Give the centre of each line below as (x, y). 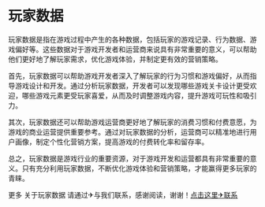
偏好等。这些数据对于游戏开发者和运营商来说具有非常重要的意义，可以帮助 (136, 49)
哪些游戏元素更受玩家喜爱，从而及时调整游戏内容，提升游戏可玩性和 (132, 95)
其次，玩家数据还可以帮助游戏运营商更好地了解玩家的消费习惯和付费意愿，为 (132, 122)
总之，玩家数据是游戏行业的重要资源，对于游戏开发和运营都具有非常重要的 (129, 158)
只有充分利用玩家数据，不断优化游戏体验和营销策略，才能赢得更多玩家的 (139, 168)
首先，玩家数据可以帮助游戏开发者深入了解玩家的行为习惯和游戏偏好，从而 (129, 76)
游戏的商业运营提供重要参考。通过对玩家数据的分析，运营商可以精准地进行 (129, 131)
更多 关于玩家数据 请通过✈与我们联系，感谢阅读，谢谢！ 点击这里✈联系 (123, 194)
